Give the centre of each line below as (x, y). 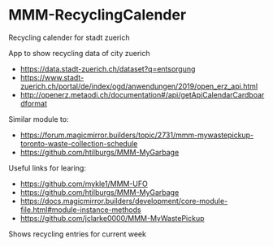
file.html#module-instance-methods (80, 210)
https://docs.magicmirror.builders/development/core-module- (124, 201)
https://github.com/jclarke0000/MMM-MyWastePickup (112, 218)
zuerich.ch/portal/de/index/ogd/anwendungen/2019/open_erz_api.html (139, 86)
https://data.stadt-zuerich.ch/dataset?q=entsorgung (108, 69)
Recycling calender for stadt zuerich (69, 37)
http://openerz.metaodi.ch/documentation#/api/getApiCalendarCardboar (142, 94)
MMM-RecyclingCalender (97, 15)
